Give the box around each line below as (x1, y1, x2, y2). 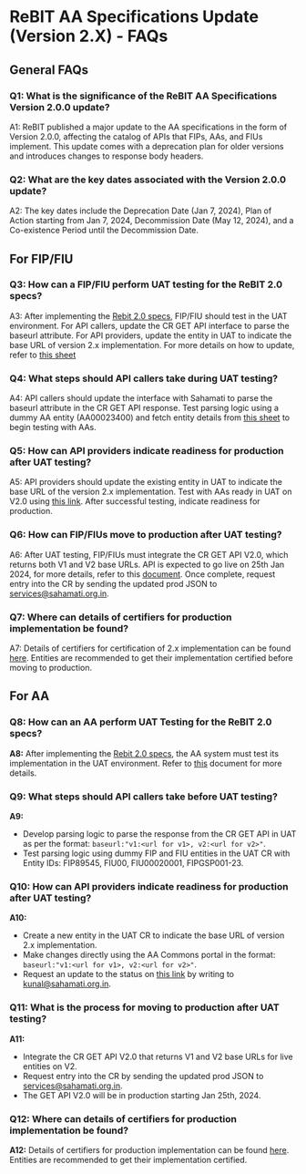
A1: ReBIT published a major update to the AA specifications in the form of (9, 121, 288, 132)
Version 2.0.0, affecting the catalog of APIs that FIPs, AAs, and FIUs (9, 130, 263, 142)
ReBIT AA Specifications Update (9, 6, 260, 27)
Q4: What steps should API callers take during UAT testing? (9, 372, 279, 385)
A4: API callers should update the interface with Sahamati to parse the (9, 393, 273, 404)
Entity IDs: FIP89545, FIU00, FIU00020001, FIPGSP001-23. (22, 858, 244, 869)
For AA (9, 688, 50, 704)
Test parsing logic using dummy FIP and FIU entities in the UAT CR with (22, 848, 291, 859)
